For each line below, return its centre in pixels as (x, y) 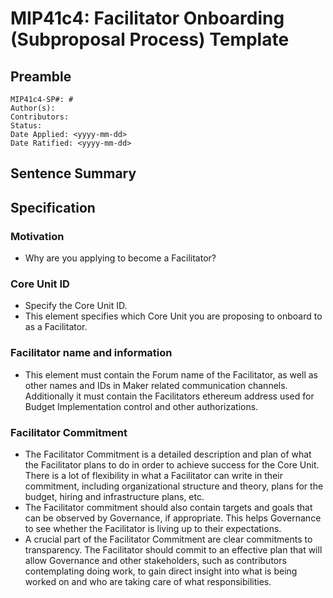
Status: (26, 126)
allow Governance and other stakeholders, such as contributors (155, 560)
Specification (53, 207)
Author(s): (33, 108)
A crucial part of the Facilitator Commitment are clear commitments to (168, 539)
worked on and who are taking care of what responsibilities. (148, 581)
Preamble (41, 76)
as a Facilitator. (56, 327)
